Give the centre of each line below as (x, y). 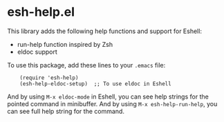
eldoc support (37, 52)
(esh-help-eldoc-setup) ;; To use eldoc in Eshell (95, 83)
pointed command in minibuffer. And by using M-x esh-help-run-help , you (112, 103)
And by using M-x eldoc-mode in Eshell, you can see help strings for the (108, 96)
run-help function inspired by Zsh (65, 44)
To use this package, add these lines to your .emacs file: (86, 65)
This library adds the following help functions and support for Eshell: (105, 31)
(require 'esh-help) (49, 78)
